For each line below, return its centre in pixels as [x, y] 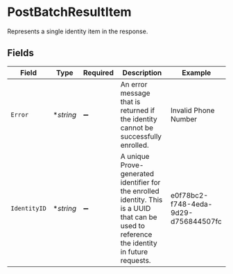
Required [98, 72]
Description [142, 72]
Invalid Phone [192, 110]
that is [130, 101]
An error [134, 84]
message [135, 93]
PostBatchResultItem [69, 12]
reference [136, 234]
